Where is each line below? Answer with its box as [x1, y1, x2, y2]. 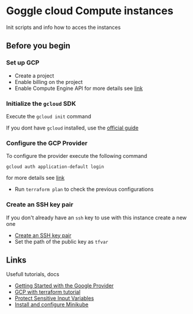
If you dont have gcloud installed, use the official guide [6, 124, 139, 131]
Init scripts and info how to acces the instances [6, 24, 121, 31]
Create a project [14, 72, 54, 79]
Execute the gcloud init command [6, 112, 91, 119]
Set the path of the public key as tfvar [14, 238, 109, 245]
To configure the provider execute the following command [6, 153, 148, 160]
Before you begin [6, 41, 71, 51]
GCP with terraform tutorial [14, 289, 81, 296]
